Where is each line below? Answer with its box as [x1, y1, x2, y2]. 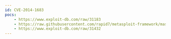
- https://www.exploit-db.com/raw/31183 [14, 17, 101, 22]
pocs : [5, 12, 16, 17]
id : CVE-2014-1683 [5, 7, 44, 13]
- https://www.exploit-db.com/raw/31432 [14, 26, 101, 31]
